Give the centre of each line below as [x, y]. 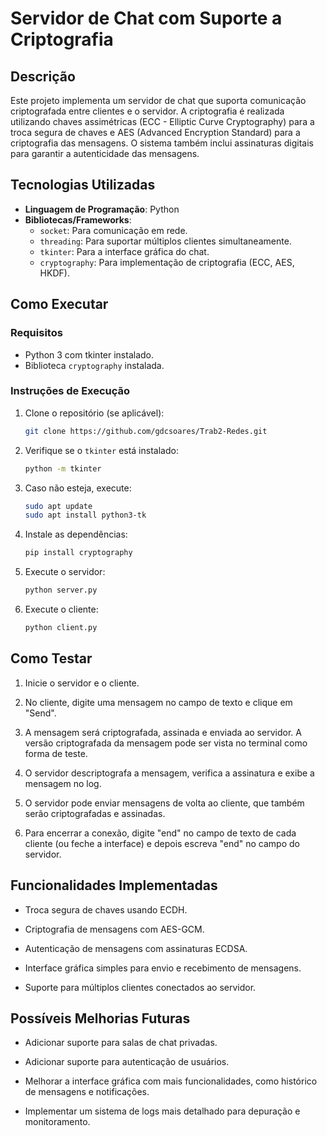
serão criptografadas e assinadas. [95, 813]
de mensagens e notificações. [87, 1092]
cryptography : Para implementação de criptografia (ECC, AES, [167, 262]
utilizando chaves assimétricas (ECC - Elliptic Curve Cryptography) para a [162, 121]
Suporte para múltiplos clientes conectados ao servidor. [140, 987]
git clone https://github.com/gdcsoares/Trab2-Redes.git [146, 431]
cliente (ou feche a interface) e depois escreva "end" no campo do [162, 843]
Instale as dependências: [76, 534]
